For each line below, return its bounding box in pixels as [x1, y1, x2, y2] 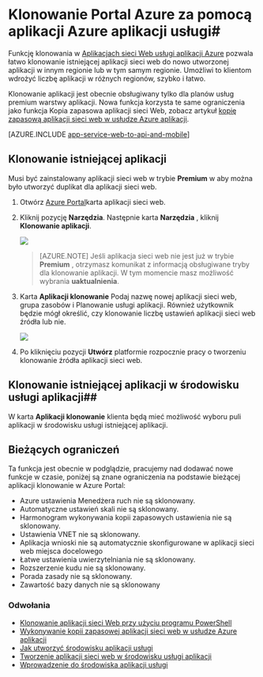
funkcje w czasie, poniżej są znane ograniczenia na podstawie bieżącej [8, 472, 241, 482]
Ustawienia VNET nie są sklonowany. [19, 530, 141, 539]
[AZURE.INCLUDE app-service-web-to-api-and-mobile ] [8, 129, 190, 139]
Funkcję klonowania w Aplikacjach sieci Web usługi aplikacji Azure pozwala [8, 48, 254, 58]
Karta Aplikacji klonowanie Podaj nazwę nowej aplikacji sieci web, [19, 291, 237, 301]
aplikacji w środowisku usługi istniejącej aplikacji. [8, 420, 168, 429]
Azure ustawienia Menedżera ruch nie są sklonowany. [19, 496, 196, 505]
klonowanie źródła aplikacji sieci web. [19, 355, 143, 365]
